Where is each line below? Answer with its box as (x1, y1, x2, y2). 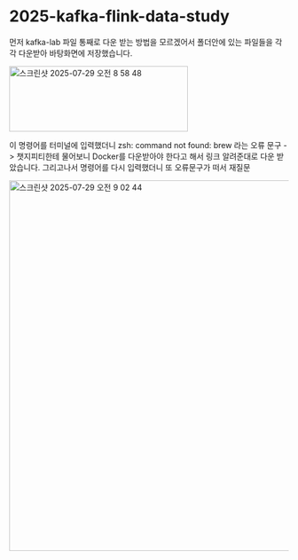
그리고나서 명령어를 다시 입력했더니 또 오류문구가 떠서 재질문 (42, 162, 251, 172)
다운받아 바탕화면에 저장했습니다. (18, 47, 133, 59)
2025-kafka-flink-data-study (9, 6, 231, 27)
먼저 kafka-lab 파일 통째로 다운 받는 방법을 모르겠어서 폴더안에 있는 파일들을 (9, 36, 273, 47)
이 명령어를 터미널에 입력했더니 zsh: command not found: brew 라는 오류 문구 (9, 139, 282, 150)
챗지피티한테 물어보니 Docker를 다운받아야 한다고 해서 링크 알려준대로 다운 (16, 151, 275, 162)
